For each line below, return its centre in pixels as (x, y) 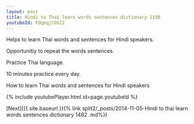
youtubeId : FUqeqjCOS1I (36, 23)
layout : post (22, 12)
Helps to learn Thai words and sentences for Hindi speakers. (80, 40)
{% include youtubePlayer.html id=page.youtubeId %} (72, 97)
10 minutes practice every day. (44, 74)
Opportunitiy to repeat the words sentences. (60, 51)
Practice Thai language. (35, 62)
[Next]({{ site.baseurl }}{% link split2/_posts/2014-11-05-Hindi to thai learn (97, 109)
